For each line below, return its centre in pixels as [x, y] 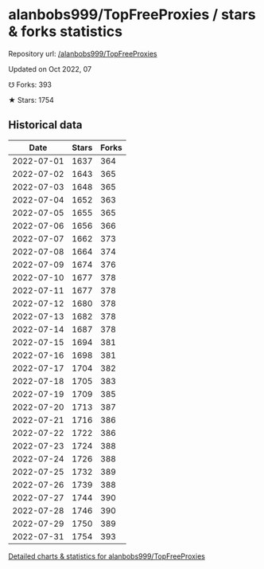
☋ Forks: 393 [30, 84]
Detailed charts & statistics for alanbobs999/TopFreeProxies [107, 556]
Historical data [45, 125]
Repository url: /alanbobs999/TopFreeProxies [83, 53]
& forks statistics [66, 31]
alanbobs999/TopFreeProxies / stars [132, 15]
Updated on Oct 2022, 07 [50, 69]
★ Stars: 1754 [31, 100]
